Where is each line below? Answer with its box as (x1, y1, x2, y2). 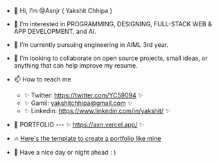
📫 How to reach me (13, 75, 71, 83)
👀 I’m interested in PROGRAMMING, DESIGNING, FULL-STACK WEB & (13, 20, 213, 28)
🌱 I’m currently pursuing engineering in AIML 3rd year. (13, 41, 168, 48)
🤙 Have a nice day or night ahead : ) (13, 148, 116, 156)
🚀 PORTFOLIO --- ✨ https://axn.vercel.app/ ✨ (13, 121, 144, 128)
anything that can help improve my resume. (13, 61, 138, 69)
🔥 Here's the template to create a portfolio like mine (13, 135, 161, 142)
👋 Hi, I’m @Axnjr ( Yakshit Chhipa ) (13, 7, 113, 15)
